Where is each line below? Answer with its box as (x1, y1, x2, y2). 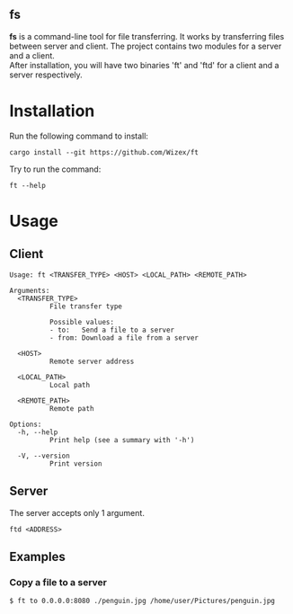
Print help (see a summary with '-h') (49, 435, 195, 444)
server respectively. (9, 69, 83, 80)
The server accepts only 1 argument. (9, 507, 146, 518)
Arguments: (9, 286, 50, 295)
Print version (49, 458, 102, 468)
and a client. (9, 49, 56, 61)
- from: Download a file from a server (49, 333, 200, 343)
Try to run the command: (9, 164, 102, 174)
